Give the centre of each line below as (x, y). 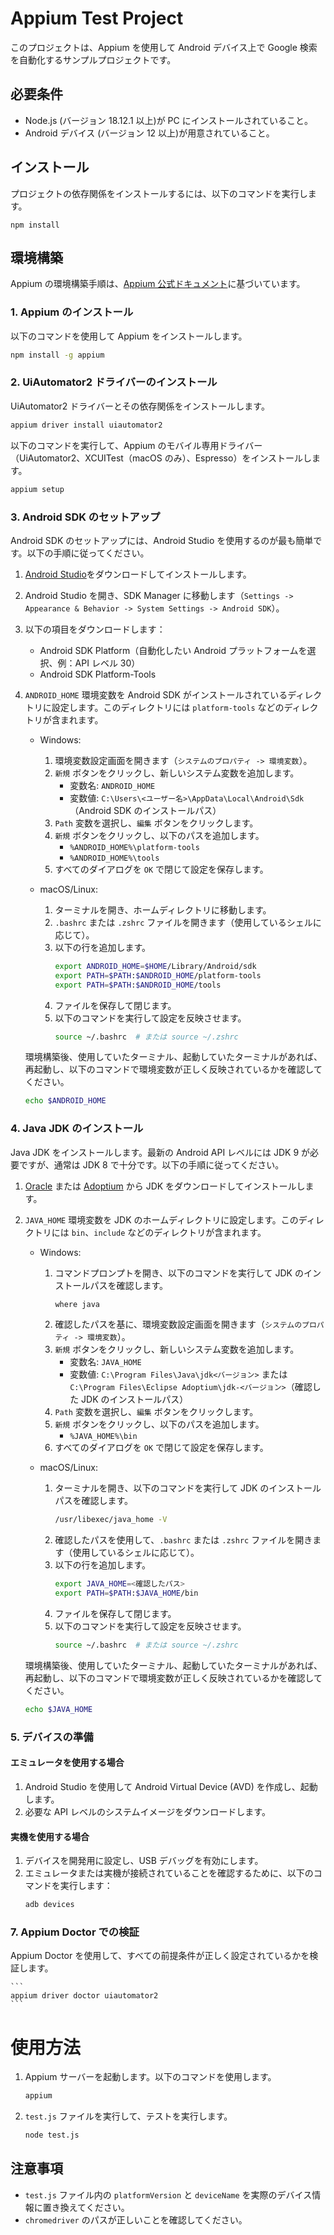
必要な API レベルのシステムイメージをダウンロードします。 (147, 1811)
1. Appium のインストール (72, 312)
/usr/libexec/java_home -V (111, 1520)
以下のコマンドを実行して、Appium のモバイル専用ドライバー (136, 445)
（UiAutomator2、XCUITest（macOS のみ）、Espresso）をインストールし (161, 458)
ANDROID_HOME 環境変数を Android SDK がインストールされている (156, 694)
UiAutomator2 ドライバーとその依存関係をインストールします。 (140, 406)
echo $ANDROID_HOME (65, 1101)
